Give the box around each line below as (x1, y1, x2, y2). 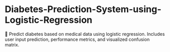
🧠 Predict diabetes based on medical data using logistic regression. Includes (5, 31, 165, 37)
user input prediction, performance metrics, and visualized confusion (5, 36, 150, 42)
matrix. (5, 41, 20, 47)
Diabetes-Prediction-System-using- (5, 4, 161, 15)
